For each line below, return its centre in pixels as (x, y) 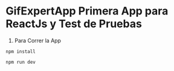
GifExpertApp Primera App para (87, 11)
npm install (21, 51)
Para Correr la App (38, 40)
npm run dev (21, 62)
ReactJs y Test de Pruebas (74, 24)
